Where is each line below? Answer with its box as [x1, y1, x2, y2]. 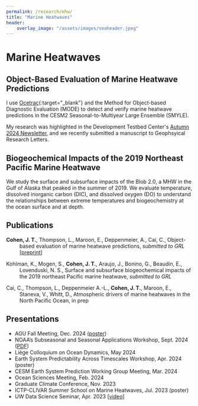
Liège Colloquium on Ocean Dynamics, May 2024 [14, 349, 136, 356]
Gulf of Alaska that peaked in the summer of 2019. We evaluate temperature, [6, 184, 193, 191]
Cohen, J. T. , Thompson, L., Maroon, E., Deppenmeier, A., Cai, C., [6, 236, 167, 243]
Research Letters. [6, 136, 49, 143]
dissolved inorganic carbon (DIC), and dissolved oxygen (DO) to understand [6, 191, 191, 198]
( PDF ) [14, 342, 30, 350]
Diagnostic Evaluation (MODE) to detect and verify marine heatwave [6, 106, 173, 113]
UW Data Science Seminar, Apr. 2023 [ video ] [14, 392, 125, 400]
